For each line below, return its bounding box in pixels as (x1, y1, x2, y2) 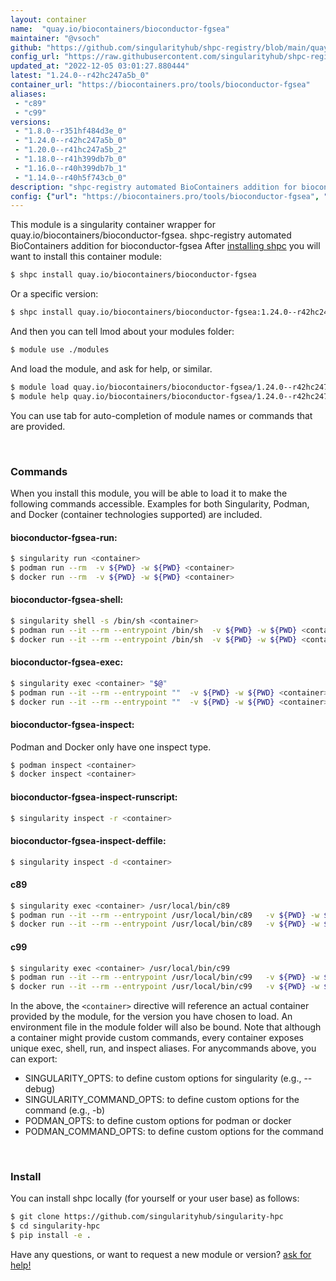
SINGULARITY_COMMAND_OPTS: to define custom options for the (24, 1094, 300, 1106)
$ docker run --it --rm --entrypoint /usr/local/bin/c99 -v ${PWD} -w (10, 982, 320, 992)
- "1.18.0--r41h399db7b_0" (14, 154, 128, 164)
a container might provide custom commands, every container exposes (10, 1032, 304, 1044)
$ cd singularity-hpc (10, 1221, 101, 1231)
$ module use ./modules (10, 345, 110, 355)
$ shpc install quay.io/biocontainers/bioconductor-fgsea (10, 270, 257, 280)
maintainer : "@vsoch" (10, 33, 101, 43)
